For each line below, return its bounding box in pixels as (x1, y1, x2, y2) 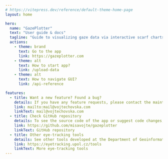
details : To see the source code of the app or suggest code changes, (14, 118, 164, 123)
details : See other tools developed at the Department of (14, 137, 137, 142)
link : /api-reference (18, 81, 64, 86)
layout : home (5, 12, 32, 17)
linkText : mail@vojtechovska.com (14, 109, 84, 114)
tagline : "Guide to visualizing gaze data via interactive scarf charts (9, 35, 164, 40)
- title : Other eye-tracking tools (9, 132, 84, 137)
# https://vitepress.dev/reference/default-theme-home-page (5, 7, 133, 12)
